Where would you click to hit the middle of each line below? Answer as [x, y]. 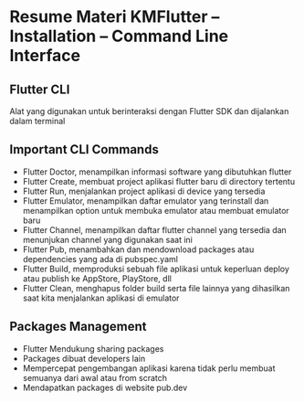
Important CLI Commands [84, 149]
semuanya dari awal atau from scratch [94, 377]
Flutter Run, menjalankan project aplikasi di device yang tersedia [144, 191]
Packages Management [79, 327]
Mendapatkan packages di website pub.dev [105, 387]
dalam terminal [37, 121]
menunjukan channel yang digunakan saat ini [108, 239]
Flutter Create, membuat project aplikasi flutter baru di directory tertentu [158, 181]
